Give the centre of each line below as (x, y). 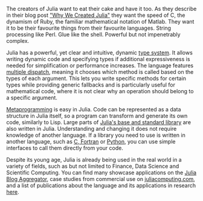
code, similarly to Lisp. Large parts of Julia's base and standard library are (99, 122)
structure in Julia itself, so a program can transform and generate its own (97, 116)
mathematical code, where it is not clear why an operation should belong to (100, 91)
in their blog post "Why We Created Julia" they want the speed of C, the (96, 15)
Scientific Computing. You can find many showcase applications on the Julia (101, 173)
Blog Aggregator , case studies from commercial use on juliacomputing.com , (101, 179)
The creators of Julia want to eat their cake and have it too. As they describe (101, 9)
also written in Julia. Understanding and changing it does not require (92, 129)
